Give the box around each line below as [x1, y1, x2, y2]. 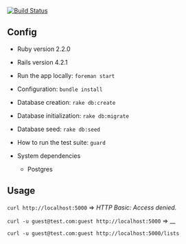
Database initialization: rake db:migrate [16, 111, 129, 120]
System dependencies [16, 152, 81, 160]
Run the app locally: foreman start [16, 71, 115, 79]
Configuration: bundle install [16, 85, 103, 93]
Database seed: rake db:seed [16, 125, 101, 133]
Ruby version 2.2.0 [16, 45, 71, 53]
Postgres [27, 165, 53, 173]
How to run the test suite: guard [16, 138, 106, 146]
